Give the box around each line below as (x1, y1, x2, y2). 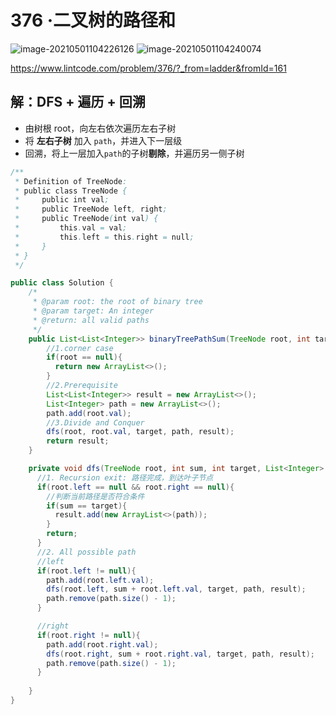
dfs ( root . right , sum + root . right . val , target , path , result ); (46, 649, 315, 659)
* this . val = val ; (14, 223, 128, 233)
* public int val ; (14, 195, 110, 205)
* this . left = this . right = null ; (14, 232, 195, 242)
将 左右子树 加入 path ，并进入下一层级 (24, 134, 183, 146)
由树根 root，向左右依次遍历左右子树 (24, 122, 177, 134)
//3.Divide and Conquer (46, 417, 145, 428)
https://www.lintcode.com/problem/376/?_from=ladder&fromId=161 (10, 62, 287, 74)
